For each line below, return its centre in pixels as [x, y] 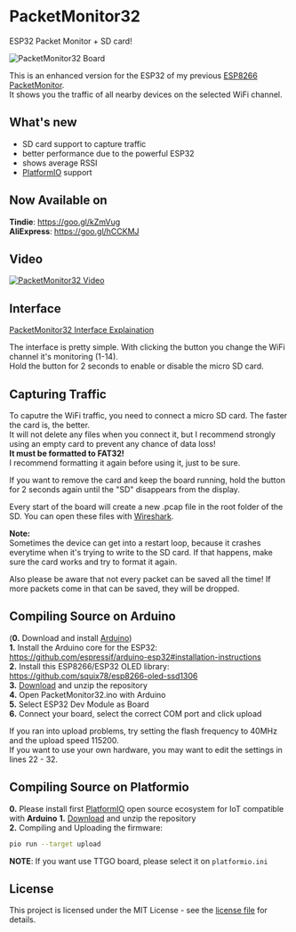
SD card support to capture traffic [84, 143]
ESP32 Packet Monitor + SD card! [71, 41]
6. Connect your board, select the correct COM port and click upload [136, 713]
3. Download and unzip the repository [79, 685]
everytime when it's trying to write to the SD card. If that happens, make [141, 552]
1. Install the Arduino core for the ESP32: [84, 647]
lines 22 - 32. [34, 759]
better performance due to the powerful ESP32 [108, 153]
